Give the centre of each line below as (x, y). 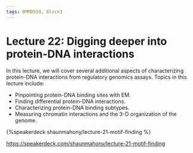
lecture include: (25, 83)
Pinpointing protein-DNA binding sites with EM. (73, 95)
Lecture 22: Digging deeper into (87, 41)
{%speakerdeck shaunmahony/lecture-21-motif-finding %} (79, 131)
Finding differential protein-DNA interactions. (70, 101)
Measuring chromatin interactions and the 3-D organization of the (96, 114)
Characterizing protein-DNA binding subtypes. (72, 108)
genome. (26, 120)
